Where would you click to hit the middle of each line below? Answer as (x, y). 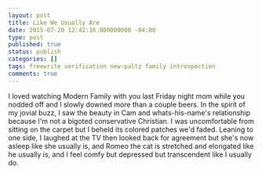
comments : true (33, 74)
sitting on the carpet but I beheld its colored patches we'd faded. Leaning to (131, 129)
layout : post (29, 15)
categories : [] (33, 60)
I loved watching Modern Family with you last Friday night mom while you (127, 96)
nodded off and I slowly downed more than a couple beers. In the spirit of (127, 104)
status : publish (35, 52)
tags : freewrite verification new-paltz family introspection (112, 67)
